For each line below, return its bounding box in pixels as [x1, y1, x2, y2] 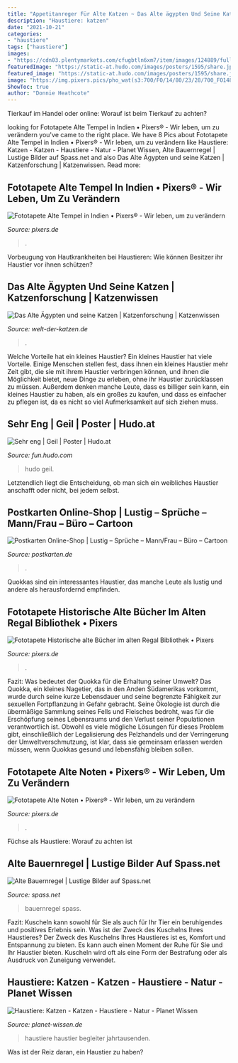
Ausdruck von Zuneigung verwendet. [7, 956, 115, 964]
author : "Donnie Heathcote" [7, 90, 91, 97]
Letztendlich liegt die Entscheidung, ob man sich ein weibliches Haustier [7, 478, 219, 487]
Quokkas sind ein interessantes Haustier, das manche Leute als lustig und [7, 577, 222, 587]
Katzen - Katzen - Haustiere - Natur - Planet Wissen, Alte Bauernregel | [7, 146, 216, 154]
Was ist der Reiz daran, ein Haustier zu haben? [7, 1047, 144, 1056]
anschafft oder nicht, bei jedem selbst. [7, 486, 120, 494]
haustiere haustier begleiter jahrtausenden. [24, 1034, 151, 1042]
